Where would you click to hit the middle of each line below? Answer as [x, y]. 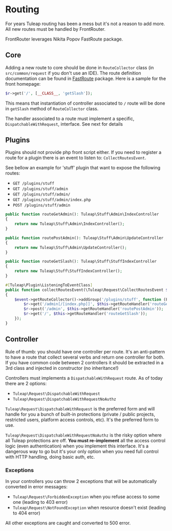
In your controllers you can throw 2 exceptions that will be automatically [81, 481]
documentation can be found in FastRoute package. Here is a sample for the [86, 78]
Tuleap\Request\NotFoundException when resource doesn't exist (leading [89, 507]
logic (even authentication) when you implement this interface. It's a [77, 446]
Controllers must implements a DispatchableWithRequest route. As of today [84, 378]
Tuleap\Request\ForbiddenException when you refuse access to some [86, 497]
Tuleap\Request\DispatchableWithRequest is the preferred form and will [80, 408]
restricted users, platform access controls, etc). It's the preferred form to [82, 420]
